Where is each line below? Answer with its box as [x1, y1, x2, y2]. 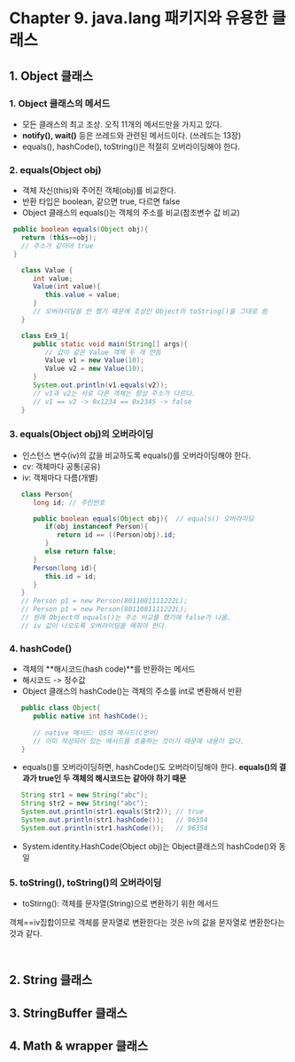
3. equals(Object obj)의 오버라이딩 [9, 428, 154, 440]
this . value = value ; [44, 290, 121, 300]
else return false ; [44, 547, 117, 556]
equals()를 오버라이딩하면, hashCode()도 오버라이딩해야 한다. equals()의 [21, 762, 277, 773]
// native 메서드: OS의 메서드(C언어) [32, 728, 159, 737]
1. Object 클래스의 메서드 [9, 97, 111, 109]
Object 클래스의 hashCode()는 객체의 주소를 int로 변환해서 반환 [21, 686, 243, 696]
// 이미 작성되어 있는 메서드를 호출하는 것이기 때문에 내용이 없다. [32, 736, 245, 745]
